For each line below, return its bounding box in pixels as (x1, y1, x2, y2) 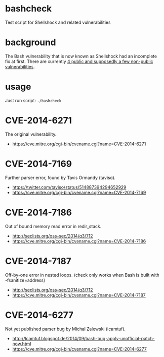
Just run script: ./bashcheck (5, 97, 62, 103)
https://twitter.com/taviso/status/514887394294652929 (12, 184, 126, 190)
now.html (12, 341, 31, 347)
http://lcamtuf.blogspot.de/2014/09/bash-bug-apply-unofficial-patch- (12, 335, 155, 341)
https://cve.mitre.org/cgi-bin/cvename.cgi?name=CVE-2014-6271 (12, 141, 146, 147)
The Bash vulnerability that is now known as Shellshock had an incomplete (5, 53, 157, 59)
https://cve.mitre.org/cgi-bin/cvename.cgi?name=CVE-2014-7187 (12, 292, 146, 298)
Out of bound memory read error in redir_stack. (5, 223, 102, 229)
